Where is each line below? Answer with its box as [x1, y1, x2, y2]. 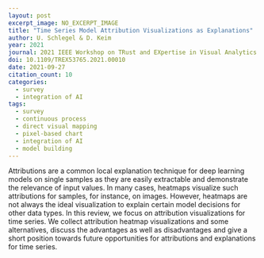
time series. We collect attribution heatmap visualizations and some [8, 217, 229, 226]
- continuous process [15, 115, 87, 123]
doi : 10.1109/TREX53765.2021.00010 [8, 56, 126, 64]
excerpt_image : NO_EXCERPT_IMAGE [8, 19, 119, 27]
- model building [15, 144, 73, 152]
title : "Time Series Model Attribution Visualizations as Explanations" [8, 26, 254, 34]
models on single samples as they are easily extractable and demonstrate [8, 175, 248, 184]
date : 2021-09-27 [8, 64, 66, 71]
